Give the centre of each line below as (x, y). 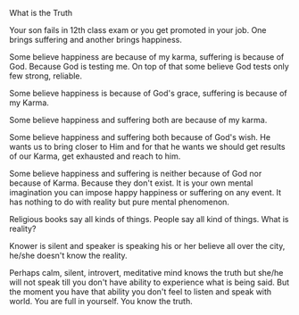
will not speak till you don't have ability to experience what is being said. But (149, 282)
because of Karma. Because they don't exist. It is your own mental (131, 183)
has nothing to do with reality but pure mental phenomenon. (120, 202)
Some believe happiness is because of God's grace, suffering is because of (148, 93)
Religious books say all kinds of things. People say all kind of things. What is (149, 219)
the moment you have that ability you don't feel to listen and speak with (141, 292)
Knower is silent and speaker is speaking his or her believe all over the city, (147, 246)
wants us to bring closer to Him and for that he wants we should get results (147, 147)
